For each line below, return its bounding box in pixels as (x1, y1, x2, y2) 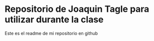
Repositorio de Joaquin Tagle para (4, 3, 150, 15)
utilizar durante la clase (4, 14, 104, 25)
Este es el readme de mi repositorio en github (4, 30, 98, 36)
